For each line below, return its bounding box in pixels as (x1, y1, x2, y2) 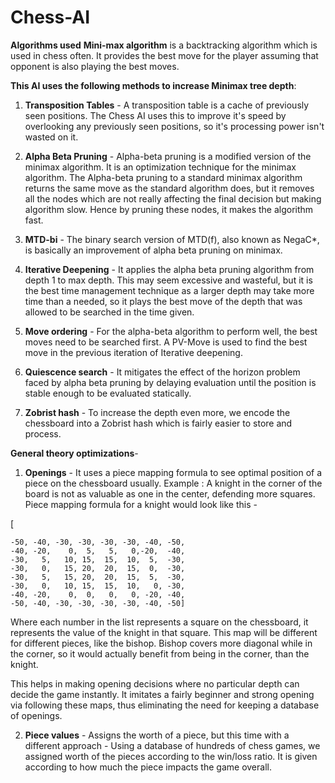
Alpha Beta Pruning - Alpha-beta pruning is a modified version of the (24, 150, 312, 162)
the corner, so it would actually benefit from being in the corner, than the (10, 647, 310, 660)
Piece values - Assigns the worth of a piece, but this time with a (24, 729, 290, 741)
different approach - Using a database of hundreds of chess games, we (24, 739, 321, 751)
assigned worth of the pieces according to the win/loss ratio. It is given (24, 750, 318, 762)
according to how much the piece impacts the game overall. (24, 761, 272, 773)
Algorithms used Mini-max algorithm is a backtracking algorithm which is (10, 39, 318, 51)
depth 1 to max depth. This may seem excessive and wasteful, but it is (24, 274, 313, 286)
